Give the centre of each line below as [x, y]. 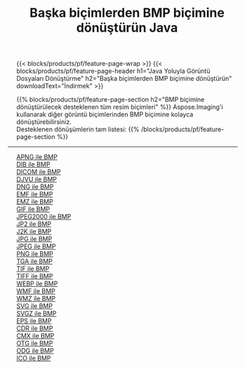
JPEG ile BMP [36, 246]
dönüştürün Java [127, 28]
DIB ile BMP [33, 165]
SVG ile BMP [35, 306]
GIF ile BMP [33, 209]
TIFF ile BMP [35, 276]
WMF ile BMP [36, 291]
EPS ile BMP [34, 321]
